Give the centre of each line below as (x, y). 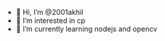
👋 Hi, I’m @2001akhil (49, 12)
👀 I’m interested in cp (51, 20)
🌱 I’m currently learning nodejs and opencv (86, 29)
